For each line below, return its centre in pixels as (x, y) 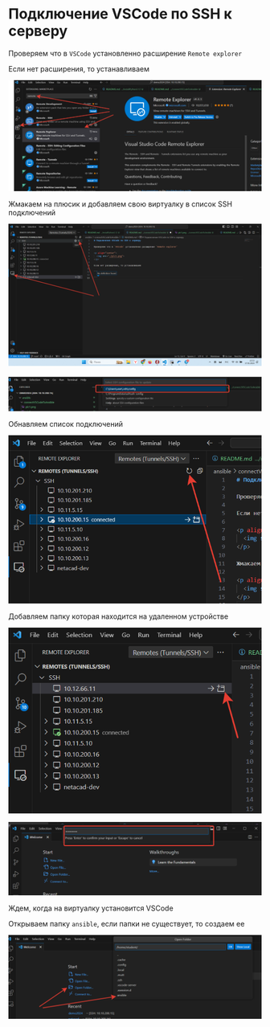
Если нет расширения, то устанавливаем (79, 68)
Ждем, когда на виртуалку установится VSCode (91, 908)
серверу (38, 31)
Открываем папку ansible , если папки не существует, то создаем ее (127, 924)
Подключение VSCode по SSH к (121, 14)
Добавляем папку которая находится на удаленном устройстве (119, 616)
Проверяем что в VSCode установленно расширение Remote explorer (125, 53)
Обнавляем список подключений (65, 423)
